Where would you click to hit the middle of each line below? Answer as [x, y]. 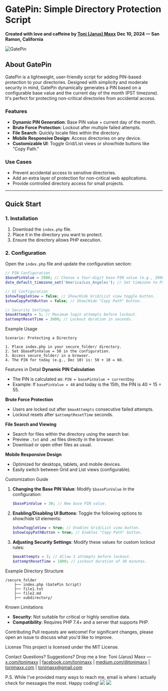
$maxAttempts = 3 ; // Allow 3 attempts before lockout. [72, 556]
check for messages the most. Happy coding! [52, 683]
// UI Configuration [27, 291]
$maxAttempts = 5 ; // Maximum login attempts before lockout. [71, 315]
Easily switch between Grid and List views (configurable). [71, 470]
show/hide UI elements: [37, 519]
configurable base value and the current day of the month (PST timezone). [82, 93]
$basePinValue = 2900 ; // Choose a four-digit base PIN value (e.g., [79, 278]
